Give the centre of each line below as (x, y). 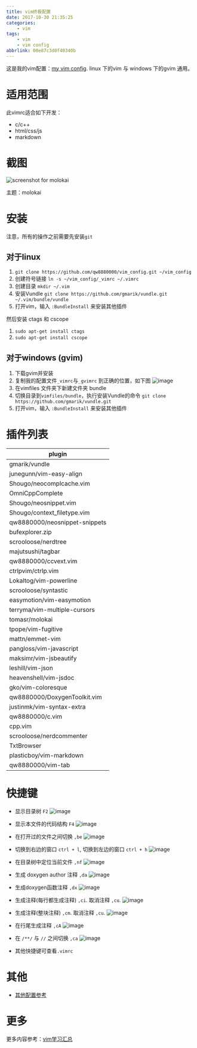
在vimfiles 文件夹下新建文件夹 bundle (60, 388)
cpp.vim (20, 727)
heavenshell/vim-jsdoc (42, 678)
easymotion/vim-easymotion (50, 600)
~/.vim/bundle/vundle (41, 300)
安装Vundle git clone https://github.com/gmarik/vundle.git (91, 294)
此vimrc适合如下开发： (34, 112)
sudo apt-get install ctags (50, 332)
